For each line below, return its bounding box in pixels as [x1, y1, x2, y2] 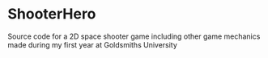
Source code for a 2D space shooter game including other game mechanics [7, 31, 261, 41]
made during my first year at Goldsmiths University [7, 39, 177, 49]
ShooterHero [7, 5, 96, 23]
